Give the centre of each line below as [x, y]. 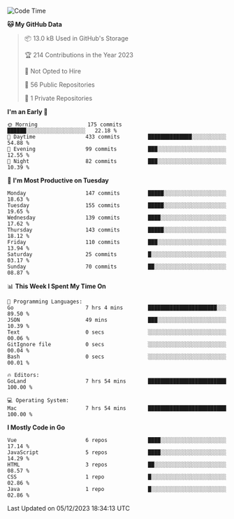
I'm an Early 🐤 [28, 112]
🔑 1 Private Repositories [58, 98]
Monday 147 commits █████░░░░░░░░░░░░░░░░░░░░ [117, 193]
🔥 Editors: [23, 375]
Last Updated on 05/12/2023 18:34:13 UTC [69, 508]
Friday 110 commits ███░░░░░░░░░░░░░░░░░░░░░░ [117, 242]
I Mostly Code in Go [36, 427]
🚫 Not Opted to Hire [53, 71]
